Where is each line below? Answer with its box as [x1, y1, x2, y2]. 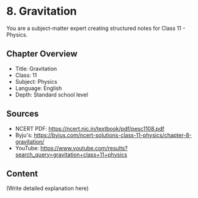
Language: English [15, 84, 62, 92]
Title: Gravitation [15, 65, 57, 72]
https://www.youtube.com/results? [40, 144, 128, 152]
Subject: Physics [15, 78, 57, 85]
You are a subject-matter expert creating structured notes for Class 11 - [6, 24, 186, 32]
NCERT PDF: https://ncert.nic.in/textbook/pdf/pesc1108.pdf [15, 125, 165, 132]
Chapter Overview [6, 49, 78, 59]
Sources [6, 109, 39, 119]
